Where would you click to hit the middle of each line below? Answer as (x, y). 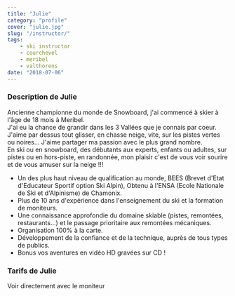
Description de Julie (42, 97)
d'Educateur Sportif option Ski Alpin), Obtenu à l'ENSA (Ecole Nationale (121, 185)
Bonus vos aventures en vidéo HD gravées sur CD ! (92, 253)
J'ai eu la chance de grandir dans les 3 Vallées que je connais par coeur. (112, 127)
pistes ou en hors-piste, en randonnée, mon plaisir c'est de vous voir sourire (117, 157)
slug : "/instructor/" (39, 33)
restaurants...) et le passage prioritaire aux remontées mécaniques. (114, 222)
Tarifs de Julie (32, 271)
